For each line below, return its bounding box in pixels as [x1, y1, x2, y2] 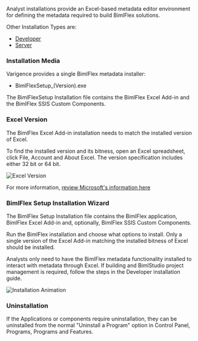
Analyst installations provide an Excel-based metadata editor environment [6, 5, 191, 12]
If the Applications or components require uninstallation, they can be [6, 315, 177, 323]
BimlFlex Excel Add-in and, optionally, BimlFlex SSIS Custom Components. [6, 219, 192, 226]
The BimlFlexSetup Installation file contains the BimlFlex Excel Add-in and [6, 94, 190, 101]
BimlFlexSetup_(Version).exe [15, 82, 87, 90]
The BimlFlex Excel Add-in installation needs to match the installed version [6, 129, 193, 136]
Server [15, 42, 32, 48]
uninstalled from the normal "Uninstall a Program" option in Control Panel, [6, 322, 191, 329]
